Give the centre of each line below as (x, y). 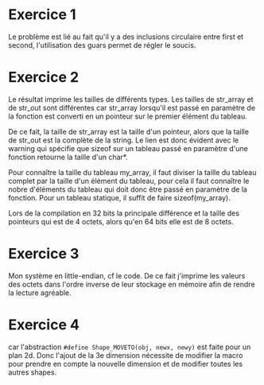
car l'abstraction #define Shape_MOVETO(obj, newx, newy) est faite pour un (130, 347)
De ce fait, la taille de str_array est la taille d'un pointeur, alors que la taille (128, 131)
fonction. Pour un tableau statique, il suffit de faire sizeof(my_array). (119, 197)
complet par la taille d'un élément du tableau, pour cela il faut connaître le (129, 181)
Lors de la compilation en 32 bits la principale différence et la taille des (124, 213)
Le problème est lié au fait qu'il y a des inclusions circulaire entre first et (126, 37)
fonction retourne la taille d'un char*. (68, 157)
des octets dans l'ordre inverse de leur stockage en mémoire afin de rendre (132, 284)
